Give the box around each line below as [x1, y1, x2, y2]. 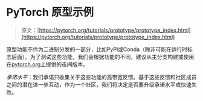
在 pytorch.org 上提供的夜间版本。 [6, 61, 89, 68]
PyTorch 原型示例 [6, 5, 94, 19]
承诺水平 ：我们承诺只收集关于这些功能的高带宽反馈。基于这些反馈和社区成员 [6, 73, 197, 81]
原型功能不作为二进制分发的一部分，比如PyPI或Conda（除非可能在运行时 [6, 46, 187, 53]
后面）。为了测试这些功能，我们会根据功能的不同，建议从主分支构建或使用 [11, 53, 195, 60]
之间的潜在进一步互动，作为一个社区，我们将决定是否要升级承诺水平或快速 [6, 81, 192, 88]
